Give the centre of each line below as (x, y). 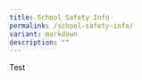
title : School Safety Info (59, 17)
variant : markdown (43, 34)
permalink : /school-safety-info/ (71, 26)
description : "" (39, 42)
